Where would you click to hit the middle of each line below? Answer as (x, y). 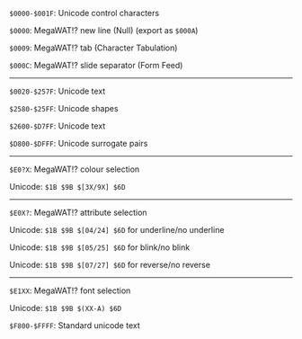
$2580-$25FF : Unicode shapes (64, 108)
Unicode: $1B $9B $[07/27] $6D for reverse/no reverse (110, 265)
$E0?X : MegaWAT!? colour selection (75, 169)
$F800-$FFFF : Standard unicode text (75, 326)
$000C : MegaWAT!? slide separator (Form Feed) (96, 65)
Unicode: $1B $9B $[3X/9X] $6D (67, 187)
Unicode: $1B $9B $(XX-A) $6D (66, 308)
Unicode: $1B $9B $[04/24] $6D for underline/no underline (117, 230)
